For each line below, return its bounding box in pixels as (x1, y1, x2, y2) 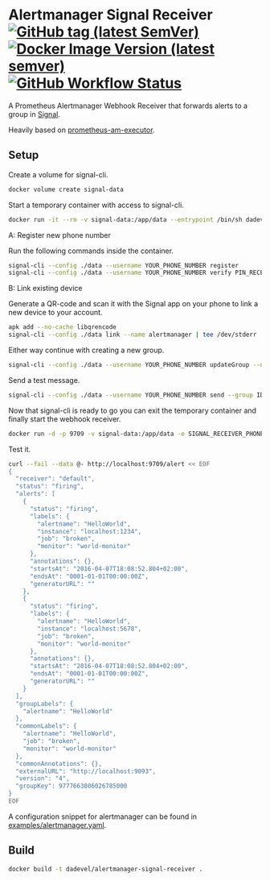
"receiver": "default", (15, 475, 95, 483)
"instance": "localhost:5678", (37, 625, 142, 633)
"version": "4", (15, 775, 70, 783)
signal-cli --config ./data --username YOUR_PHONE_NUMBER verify (8, 268, 231, 277)
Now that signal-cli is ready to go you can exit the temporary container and (8, 405, 257, 415)
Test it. (8, 444, 31, 454)
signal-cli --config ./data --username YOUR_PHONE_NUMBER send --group (8, 391, 253, 399)
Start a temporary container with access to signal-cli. (8, 200, 185, 210)
